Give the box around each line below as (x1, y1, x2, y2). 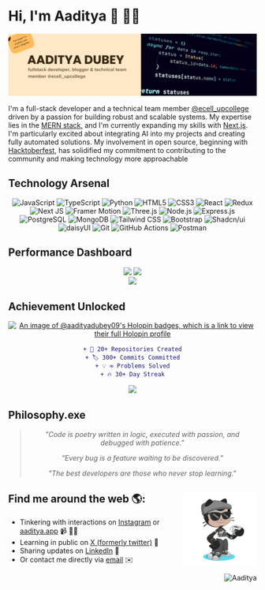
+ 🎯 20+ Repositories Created (82, 345, 183, 353)
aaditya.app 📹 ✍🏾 (19, 526, 79, 536)
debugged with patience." (99, 438, 185, 447)
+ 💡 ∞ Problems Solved (95, 362, 170, 370)
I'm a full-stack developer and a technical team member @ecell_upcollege (8, 103, 249, 113)
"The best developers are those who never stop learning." (48, 469, 237, 478)
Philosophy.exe (8, 409, 86, 422)
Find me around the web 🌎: (8, 492, 146, 506)
